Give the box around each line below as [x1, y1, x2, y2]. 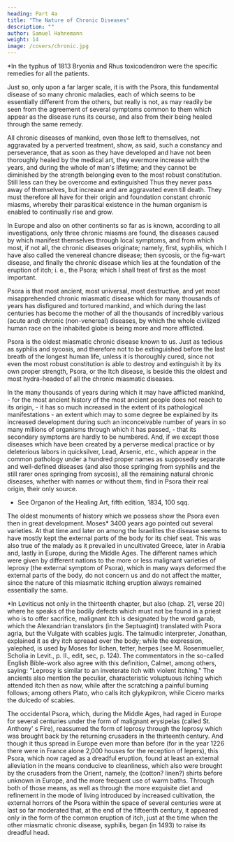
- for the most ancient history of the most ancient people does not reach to [7, 395, 223, 404]
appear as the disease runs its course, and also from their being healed [7, 112, 212, 121]
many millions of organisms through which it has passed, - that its [7, 426, 197, 433]
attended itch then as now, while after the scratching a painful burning [7, 681, 209, 689]
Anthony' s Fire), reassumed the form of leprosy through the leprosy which [7, 725, 223, 732]
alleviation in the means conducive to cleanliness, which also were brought [7, 762, 223, 769]
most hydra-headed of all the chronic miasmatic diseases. [7, 375, 175, 383]
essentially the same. [7, 586, 68, 594]
